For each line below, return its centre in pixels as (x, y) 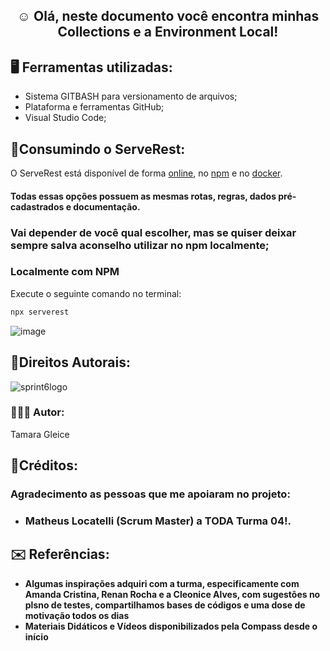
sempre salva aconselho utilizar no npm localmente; (140, 245)
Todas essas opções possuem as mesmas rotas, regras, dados (143, 196)
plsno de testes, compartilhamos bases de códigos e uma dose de (165, 605)
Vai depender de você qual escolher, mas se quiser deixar (153, 232)
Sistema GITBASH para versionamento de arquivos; (131, 96)
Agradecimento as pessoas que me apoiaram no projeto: (150, 494)
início (36, 636)
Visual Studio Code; (65, 118)
